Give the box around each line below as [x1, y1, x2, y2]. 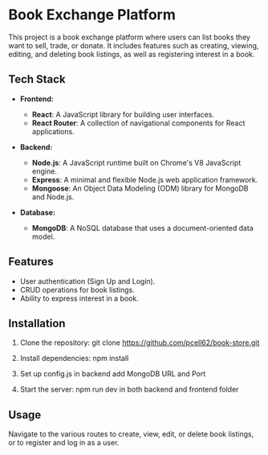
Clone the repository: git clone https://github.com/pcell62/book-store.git [19, 338, 260, 347]
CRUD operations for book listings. [19, 285, 135, 294]
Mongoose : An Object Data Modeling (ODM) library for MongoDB [31, 183, 249, 193]
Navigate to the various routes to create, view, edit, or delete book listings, [8, 429, 254, 439]
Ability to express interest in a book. [19, 293, 139, 303]
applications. [31, 126, 75, 136]
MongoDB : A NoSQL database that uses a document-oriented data [31, 223, 254, 232]
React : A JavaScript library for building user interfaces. [31, 109, 215, 119]
